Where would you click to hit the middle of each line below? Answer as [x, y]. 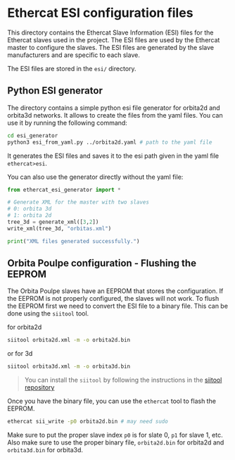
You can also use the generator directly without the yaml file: [95, 177]
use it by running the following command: [68, 123]
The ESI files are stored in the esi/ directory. [72, 68]
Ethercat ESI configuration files [100, 13]
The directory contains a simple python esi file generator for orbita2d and [114, 108]
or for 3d [20, 354]
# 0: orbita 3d [30, 209]
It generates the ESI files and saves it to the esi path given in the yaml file [113, 156]
